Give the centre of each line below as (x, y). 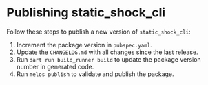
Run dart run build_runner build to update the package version (108, 59)
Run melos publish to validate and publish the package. (95, 74)
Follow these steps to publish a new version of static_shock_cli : (98, 32)
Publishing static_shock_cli (86, 13)
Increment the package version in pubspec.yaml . (84, 45)
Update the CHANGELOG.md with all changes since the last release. (107, 52)
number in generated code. (55, 66)
